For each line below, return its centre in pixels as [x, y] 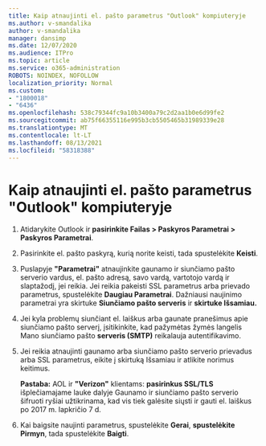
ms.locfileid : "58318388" [51, 150]
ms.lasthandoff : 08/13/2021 [55, 143]
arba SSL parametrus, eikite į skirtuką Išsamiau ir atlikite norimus [127, 360]
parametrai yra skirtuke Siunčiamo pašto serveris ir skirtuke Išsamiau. [138, 303]
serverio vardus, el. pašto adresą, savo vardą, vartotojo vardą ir [125, 277]
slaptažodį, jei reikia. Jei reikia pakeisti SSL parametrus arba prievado [135, 286]
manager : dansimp [37, 38]
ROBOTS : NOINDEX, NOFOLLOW [53, 76]
